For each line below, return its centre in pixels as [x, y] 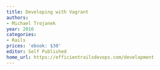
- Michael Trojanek [31, 23]
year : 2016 [20, 29]
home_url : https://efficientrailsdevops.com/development [80, 57]
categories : [21, 35]
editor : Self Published [37, 52]
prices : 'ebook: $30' [34, 46]
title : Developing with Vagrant [47, 12]
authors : [17, 18]
